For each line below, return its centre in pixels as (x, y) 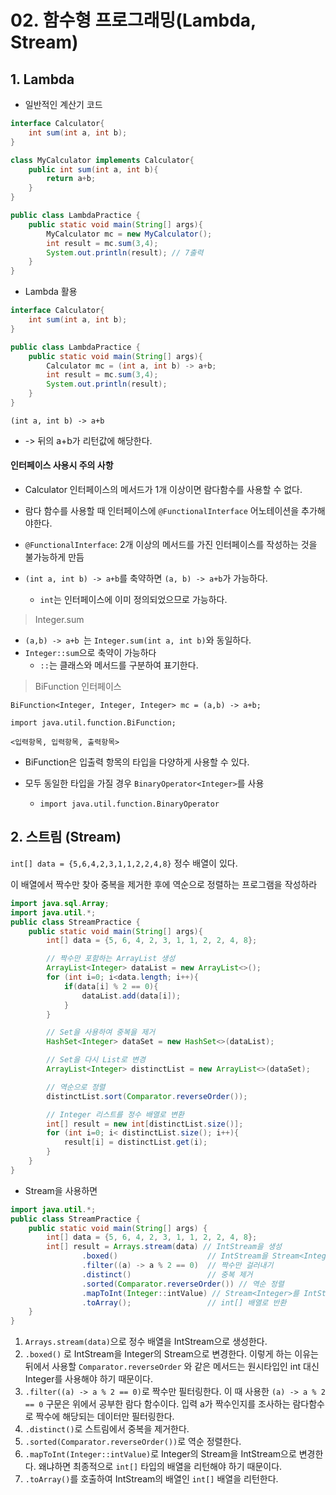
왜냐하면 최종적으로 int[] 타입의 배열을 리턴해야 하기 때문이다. (160, 1467)
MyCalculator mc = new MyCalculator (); (129, 234)
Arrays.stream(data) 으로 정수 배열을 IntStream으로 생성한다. (146, 1342)
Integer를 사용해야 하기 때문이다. (88, 1379)
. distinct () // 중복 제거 (167, 1274)
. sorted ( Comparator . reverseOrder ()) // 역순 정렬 (183, 1284)
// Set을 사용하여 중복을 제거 (101, 1032)
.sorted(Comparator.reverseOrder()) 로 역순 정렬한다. (133, 1442)
